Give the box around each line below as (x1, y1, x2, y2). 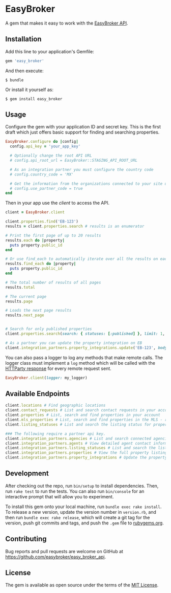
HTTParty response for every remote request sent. (5, 365, 112, 371)
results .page (5, 299, 33, 304)
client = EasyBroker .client (5, 210, 65, 215)
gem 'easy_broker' (5, 58, 44, 63)
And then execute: (5, 68, 44, 74)
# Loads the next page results (5, 308, 72, 313)
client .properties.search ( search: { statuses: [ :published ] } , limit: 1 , (5, 331, 165, 337)
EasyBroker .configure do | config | (5, 139, 79, 144)
